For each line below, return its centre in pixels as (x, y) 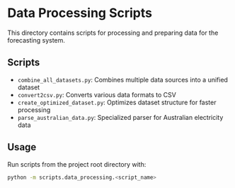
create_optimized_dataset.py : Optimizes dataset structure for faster (117, 102)
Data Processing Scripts (80, 13)
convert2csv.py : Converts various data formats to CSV (97, 94)
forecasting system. (36, 40)
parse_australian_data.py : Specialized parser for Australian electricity (120, 117)
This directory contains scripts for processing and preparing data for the (113, 33)
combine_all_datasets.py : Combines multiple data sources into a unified (123, 79)
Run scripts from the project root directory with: (77, 164)
